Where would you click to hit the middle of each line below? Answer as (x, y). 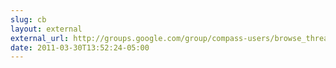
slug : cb (28, 19)
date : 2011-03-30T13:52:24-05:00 (80, 47)
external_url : (40, 38)
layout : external (46, 29)
